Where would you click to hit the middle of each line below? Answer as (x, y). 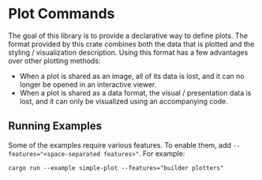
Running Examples (55, 126)
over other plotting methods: (54, 61)
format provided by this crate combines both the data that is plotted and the (131, 43)
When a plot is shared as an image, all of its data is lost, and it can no (132, 76)
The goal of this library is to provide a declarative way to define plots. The (128, 36)
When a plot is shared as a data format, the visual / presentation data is (135, 92)
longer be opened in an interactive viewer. (88, 84)
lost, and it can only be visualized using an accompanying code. (124, 101)
